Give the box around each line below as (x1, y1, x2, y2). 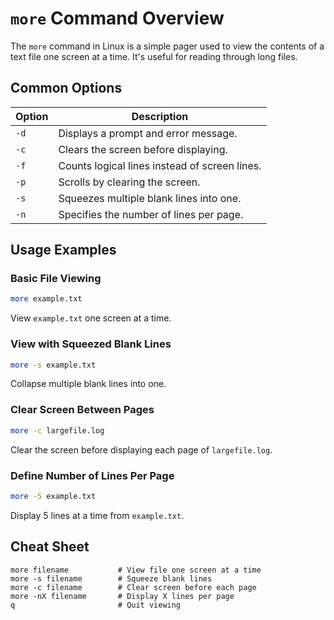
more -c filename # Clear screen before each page (10, 582, 257, 592)
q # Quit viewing (10, 600, 182, 610)
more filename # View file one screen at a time (10, 565, 262, 575)
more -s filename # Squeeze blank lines (10, 573, 213, 584)
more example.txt (10, 294, 83, 304)
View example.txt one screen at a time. (10, 312, 172, 324)
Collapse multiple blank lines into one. (10, 378, 167, 390)
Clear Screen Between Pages (10, 403, 155, 417)
